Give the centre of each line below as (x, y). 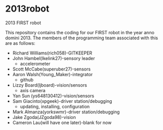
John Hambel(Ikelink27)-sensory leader (54, 58)
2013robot (27, 9)
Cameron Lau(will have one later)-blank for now (62, 122)
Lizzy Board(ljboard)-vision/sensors (50, 85)
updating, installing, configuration (55, 106)
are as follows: (20, 43)
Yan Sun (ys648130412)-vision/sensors (53, 96)
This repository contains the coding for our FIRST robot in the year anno (80, 32)
